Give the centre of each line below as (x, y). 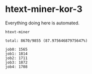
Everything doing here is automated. (42, 23)
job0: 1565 (16, 49)
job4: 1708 (16, 67)
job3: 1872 (16, 62)
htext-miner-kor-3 (44, 9)
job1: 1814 (16, 54)
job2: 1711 (16, 58)
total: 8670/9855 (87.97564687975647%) (46, 41)
